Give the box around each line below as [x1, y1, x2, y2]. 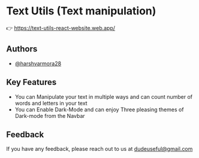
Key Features [6, 77, 57, 87]
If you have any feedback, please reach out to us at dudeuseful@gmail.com [6, 145, 193, 153]
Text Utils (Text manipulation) [6, 4, 156, 18]
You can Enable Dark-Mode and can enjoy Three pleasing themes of [14, 106, 184, 113]
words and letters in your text [14, 99, 88, 107]
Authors [6, 44, 38, 54]
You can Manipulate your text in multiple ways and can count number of [14, 93, 193, 100]
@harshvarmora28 [14, 60, 62, 67]
